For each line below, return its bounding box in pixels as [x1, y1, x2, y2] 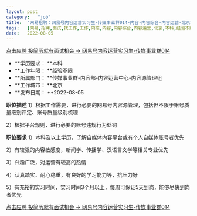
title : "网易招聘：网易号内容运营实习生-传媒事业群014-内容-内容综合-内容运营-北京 [6, 19, 191, 25]
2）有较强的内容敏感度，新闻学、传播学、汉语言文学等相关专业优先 [6, 146, 169, 153]
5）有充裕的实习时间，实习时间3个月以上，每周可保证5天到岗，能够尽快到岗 [6, 184, 191, 191]
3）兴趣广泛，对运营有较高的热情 [6, 159, 87, 166]
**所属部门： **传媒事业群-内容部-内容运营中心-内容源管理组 [14, 75, 162, 82]
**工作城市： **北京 [14, 82, 63, 89]
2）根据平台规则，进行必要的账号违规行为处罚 [6, 122, 117, 129]
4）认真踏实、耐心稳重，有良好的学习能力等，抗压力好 [6, 171, 138, 178]
